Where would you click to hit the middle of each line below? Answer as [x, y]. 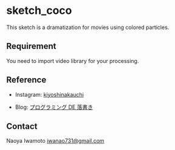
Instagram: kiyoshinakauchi [49, 94]
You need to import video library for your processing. [73, 60]
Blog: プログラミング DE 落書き [54, 107]
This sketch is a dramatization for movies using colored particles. [88, 27]
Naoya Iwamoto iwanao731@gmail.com [55, 141]
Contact [22, 126]
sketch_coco [39, 11]
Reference [26, 80]
